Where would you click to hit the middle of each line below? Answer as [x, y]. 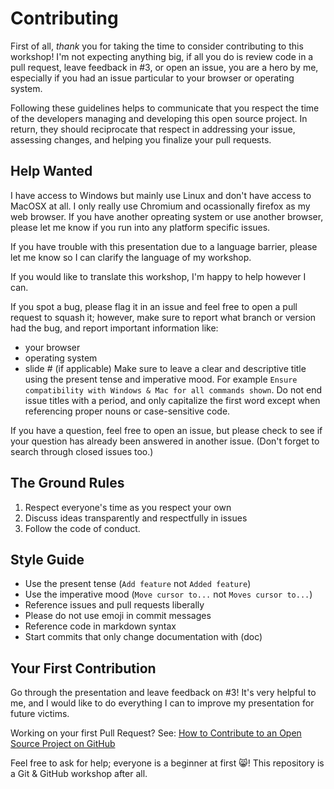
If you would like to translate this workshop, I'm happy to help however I [158, 276]
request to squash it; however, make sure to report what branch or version [163, 317]
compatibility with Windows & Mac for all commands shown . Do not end [173, 389]
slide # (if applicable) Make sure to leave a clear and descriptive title [165, 368]
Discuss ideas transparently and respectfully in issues [136, 518]
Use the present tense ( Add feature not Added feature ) [138, 584]
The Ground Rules [67, 483]
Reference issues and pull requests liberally [114, 605]
